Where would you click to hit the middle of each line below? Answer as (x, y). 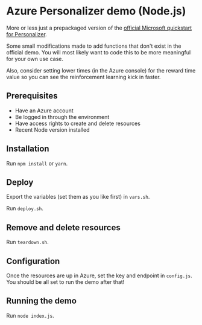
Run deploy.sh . (25, 208)
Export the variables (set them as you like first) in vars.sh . (78, 197)
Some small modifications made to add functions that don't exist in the (94, 46)
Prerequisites (32, 96)
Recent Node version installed (52, 130)
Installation (28, 149)
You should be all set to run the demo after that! (65, 282)
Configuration (33, 261)
